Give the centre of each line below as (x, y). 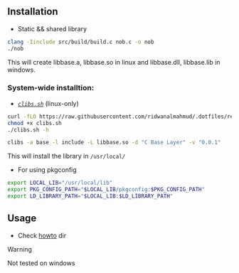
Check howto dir (42, 235)
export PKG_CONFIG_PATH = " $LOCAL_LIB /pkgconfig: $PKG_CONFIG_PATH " (106, 190)
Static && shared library (52, 28)
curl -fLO (22, 117)
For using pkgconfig (47, 170)
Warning (20, 249)
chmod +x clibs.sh (34, 123)
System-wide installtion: (51, 88)
